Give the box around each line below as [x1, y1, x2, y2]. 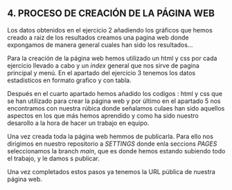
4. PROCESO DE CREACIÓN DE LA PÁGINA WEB [7, 8, 215, 19]
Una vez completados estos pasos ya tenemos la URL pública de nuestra [7, 167, 216, 175]
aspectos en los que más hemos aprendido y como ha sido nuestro [7, 111, 199, 120]
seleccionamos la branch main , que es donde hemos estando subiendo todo [7, 146, 226, 155]
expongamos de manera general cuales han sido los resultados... [7, 40, 193, 49]
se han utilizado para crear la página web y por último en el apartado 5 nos [7, 97, 222, 105]
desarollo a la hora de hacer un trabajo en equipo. [7, 119, 150, 127]
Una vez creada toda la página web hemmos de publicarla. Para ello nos [7, 132, 213, 140]
